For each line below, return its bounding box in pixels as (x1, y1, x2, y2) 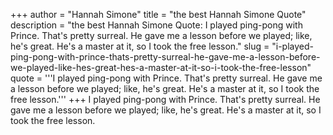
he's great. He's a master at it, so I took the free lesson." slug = (10, 40, 270, 52)
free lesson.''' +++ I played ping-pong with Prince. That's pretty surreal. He (10, 94, 321, 105)
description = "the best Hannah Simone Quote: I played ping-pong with (10, 19, 303, 31)
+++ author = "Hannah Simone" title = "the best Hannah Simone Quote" (10, 9, 307, 20)
